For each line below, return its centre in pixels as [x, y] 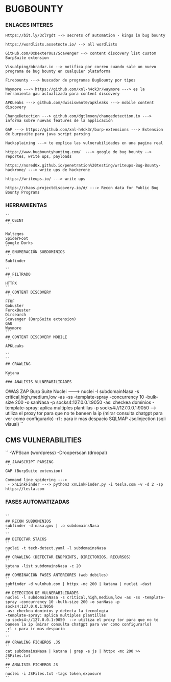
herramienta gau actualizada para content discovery [63, 94]
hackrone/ [16, 170]
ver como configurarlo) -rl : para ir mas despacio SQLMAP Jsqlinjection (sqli [86, 419]
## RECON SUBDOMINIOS [28, 521]
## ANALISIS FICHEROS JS [32, 665]
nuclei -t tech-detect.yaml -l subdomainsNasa [56, 548]
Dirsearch [16, 315]
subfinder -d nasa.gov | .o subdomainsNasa [52, 526]
